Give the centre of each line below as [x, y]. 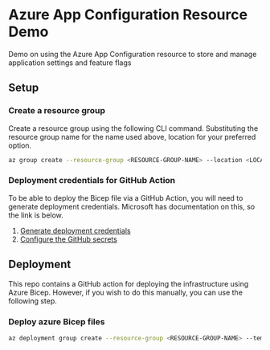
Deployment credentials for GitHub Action [92, 181]
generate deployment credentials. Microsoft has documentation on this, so [132, 206]
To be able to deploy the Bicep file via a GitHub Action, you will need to [126, 197]
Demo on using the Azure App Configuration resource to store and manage [133, 54]
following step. [33, 301]
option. [20, 145]
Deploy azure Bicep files [57, 321]
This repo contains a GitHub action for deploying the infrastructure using [129, 283]
